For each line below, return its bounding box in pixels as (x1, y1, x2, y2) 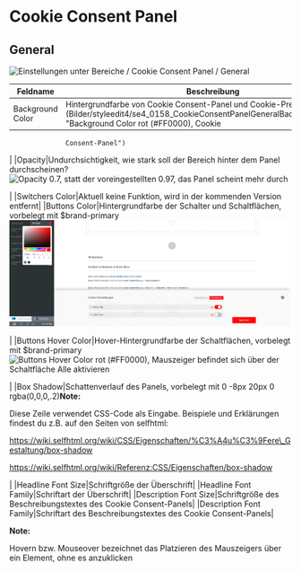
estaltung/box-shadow (9, 444, 93, 455)
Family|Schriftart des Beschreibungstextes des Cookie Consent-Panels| (9, 508, 275, 519)
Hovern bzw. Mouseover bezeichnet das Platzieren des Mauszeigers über (9, 543, 282, 554)
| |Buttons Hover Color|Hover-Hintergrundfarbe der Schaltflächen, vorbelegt (9, 335, 291, 347)
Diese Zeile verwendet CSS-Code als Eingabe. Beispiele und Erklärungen (9, 409, 279, 419)
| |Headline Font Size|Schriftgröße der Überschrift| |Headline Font (9, 480, 252, 490)
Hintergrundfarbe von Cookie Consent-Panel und (65, 99, 248, 110)
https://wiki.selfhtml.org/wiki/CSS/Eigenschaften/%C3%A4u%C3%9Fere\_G (9, 436, 291, 446)
